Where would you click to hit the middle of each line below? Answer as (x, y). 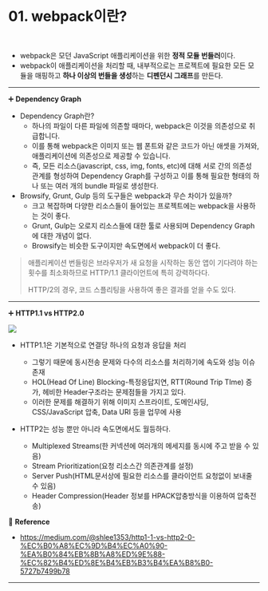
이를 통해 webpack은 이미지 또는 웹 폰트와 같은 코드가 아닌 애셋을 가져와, (145, 145)
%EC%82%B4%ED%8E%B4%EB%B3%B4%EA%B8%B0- (116, 562)
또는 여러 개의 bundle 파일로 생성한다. (99, 185)
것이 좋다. (55, 216)
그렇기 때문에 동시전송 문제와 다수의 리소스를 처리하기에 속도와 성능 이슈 (144, 362)
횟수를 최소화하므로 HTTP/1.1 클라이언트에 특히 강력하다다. (118, 272)
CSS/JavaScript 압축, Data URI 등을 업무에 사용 (106, 411)
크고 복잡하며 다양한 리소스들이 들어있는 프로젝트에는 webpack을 (133, 205)
